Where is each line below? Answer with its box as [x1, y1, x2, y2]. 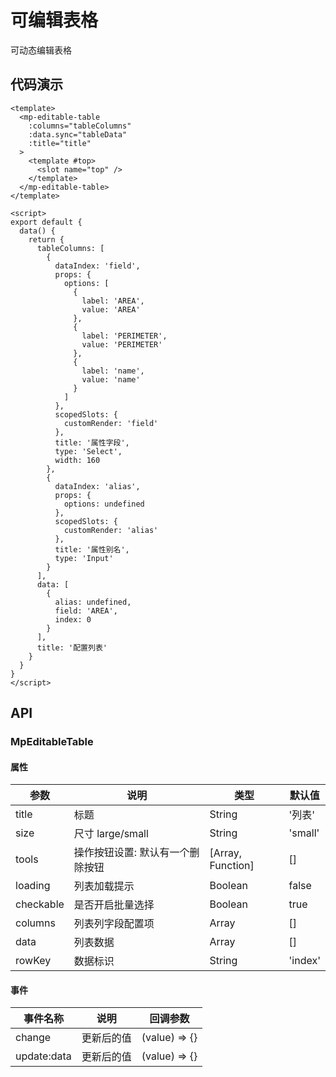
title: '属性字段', [54, 437, 130, 448]
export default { [10, 217, 83, 227]
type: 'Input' [54, 553, 114, 563]
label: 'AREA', [81, 296, 145, 306]
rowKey [15, 954, 52, 968]
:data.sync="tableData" [28, 129, 128, 140]
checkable [15, 897, 65, 911]
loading [15, 879, 51, 893]
